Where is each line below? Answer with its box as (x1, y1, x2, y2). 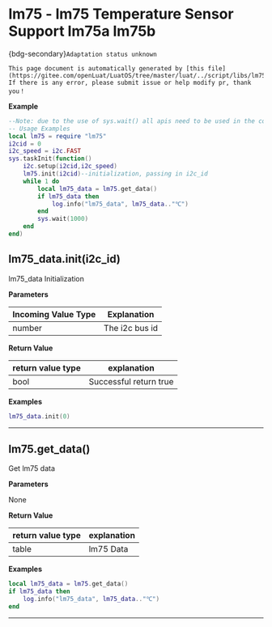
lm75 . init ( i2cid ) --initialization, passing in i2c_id (23, 170, 208, 178)
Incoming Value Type (12, 308, 96, 320)
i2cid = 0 (8, 139, 42, 148)
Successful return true (88, 375, 174, 387)
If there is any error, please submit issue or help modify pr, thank (8, 78, 252, 87)
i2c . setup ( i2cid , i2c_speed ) (23, 163, 117, 171)
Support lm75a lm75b (8, 22, 156, 40)
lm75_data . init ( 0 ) (8, 412, 70, 421)
